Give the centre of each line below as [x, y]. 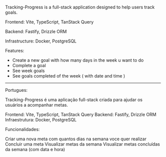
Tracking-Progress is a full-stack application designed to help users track [80, 7]
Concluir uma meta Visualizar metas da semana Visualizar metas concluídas [83, 144]
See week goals [28, 71]
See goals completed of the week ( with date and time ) [69, 76]
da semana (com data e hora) [35, 149]
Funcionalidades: [22, 129]
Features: [15, 51]
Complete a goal [29, 65]
